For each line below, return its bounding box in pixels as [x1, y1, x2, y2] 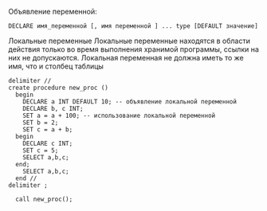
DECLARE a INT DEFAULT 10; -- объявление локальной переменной [22, 98, 238, 106]
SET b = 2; [22, 119, 59, 127]
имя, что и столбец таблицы [8, 61, 104, 71]
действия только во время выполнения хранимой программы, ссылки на [8, 45, 259, 54]
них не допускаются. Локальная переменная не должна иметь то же [8, 53, 245, 62]
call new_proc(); [15, 195, 73, 203]
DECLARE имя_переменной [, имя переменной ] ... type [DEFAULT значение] [8, 22, 259, 30]
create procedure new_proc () [8, 84, 109, 92]
